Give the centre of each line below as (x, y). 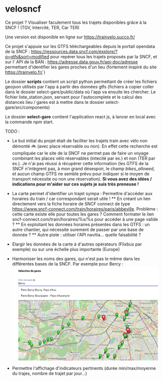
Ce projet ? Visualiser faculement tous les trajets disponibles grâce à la (76, 22)
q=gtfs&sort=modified (27, 56)
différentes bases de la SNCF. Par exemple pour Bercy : (68, 264)
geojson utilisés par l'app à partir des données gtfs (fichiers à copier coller (80, 86)
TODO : (13, 131)
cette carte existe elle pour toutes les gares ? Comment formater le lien (83, 214)
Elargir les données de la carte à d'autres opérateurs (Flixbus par (77, 244)
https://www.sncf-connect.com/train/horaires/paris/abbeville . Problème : (85, 209)
